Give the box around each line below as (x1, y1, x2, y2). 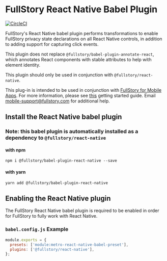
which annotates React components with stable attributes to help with (5, 56, 152, 62)
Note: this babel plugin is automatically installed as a (5, 128, 138, 135)
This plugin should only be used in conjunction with (5, 71, 114, 77)
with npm (5, 147, 26, 153)
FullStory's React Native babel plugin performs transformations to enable (5, 30, 158, 36)
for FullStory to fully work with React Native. (5, 213, 98, 219)
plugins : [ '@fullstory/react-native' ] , (10, 247, 95, 252)
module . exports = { (5, 237, 47, 243)
